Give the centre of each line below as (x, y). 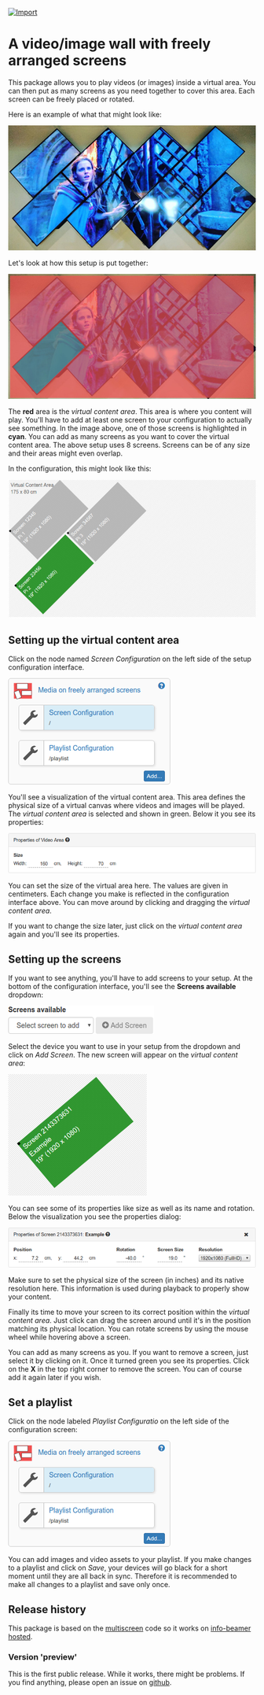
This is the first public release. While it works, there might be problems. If (126, 1674)
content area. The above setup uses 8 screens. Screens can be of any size (129, 445)
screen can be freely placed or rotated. (71, 99)
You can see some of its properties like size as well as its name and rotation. (132, 1209)
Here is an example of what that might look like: (85, 114)
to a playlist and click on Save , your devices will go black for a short (118, 1568)
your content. (30, 1297)
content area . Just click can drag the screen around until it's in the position (130, 1320)
